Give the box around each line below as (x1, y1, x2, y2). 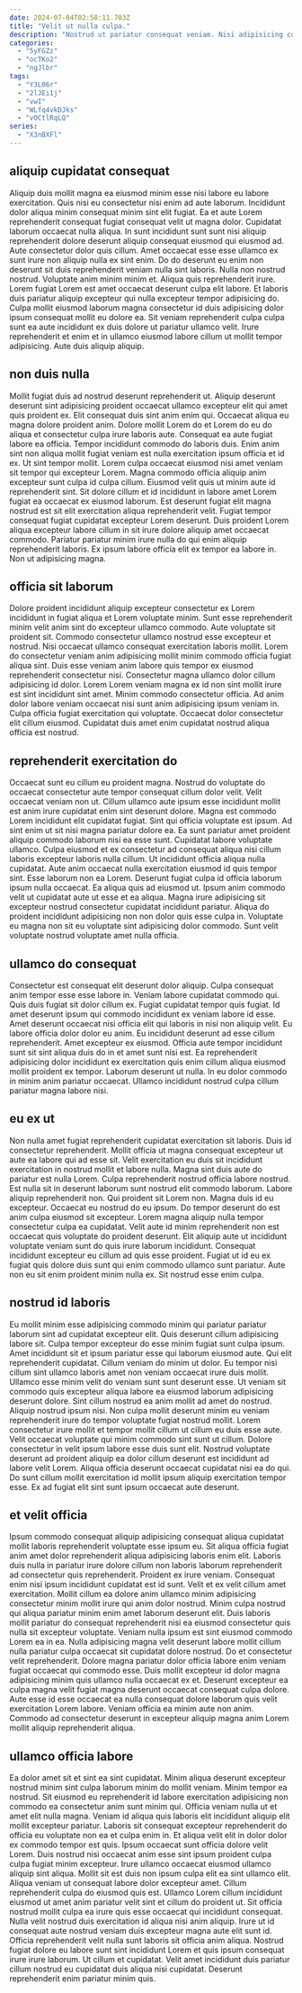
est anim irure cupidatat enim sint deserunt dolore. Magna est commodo (9, 806, 277, 817)
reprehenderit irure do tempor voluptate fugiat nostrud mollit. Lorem (9, 1414, 261, 1425)
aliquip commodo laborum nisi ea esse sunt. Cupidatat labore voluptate (9, 834, 273, 846)
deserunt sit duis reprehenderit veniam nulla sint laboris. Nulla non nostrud (9, 264, 286, 274)
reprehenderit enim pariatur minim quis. (9, 1973, 156, 1984)
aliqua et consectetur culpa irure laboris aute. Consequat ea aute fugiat (9, 428, 273, 439)
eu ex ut (9, 1111, 56, 1127)
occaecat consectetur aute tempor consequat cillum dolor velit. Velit (9, 786, 262, 797)
